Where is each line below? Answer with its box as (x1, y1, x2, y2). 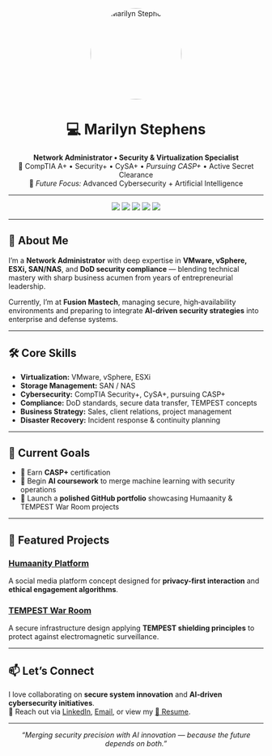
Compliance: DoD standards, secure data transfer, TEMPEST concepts (19, 397, 257, 407)
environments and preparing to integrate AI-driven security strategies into (8, 305, 259, 316)
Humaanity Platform (8, 557, 89, 569)
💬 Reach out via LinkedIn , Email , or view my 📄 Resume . (8, 707, 191, 717)
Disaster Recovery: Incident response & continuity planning (19, 415, 221, 425)
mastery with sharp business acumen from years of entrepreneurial (8, 273, 233, 282)
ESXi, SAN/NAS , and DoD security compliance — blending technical (8, 264, 240, 273)
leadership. (8, 281, 46, 291)
